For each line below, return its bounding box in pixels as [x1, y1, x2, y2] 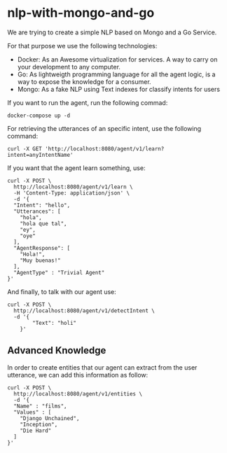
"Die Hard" [20, 427, 52, 434]
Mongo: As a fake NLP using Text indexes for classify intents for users [17, 85, 221, 93]
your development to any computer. [17, 62, 121, 71]
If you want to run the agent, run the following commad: [7, 98, 168, 106]
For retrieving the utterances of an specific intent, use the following [7, 124, 202, 132]
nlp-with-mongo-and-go [7, 5, 155, 21]
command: [7, 132, 39, 140]
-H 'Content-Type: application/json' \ [13, 189, 130, 197]
